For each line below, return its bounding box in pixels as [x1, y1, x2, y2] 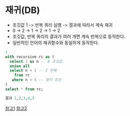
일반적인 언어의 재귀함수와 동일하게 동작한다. [12, 39, 100, 45]
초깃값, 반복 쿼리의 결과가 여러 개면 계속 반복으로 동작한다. [12, 33, 126, 39]
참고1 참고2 [5, 105, 27, 111]
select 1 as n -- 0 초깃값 [9, 59, 63, 64]
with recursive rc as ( [5, 54, 55, 59]
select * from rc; [5, 87, 43, 92]
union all [9, 63, 30, 69]
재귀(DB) [5, 4, 40, 16]
